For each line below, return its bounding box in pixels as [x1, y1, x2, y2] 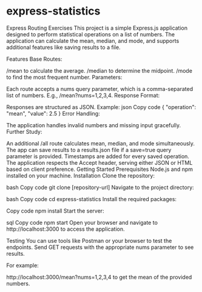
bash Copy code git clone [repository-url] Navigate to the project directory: [6, 184, 194, 191]
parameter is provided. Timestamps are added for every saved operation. [6, 153, 190, 160]
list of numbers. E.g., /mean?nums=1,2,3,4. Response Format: [6, 91, 160, 99]
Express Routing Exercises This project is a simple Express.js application [6, 24, 188, 32]
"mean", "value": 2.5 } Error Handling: [6, 110, 100, 117]
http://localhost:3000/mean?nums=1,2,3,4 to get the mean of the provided [6, 273, 192, 280]
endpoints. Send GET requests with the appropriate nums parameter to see [6, 244, 194, 251]
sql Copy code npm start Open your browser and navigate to [6, 219, 158, 226]
